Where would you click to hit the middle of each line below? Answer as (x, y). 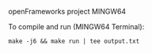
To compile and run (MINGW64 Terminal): (76, 26)
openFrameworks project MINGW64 (67, 11)
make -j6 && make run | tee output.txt (74, 41)
